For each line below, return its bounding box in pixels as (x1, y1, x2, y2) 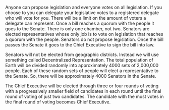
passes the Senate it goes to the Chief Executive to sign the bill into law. (5, 42, 155, 47)
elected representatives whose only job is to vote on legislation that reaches (5, 31, 163, 37)
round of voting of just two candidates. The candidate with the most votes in (5, 93, 164, 99)
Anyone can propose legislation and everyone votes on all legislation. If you (5, 5, 162, 10)
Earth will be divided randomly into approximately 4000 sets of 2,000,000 (5, 63, 159, 68)
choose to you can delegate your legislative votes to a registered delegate (5, 10, 159, 16)
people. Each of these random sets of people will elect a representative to (5, 68, 159, 74)
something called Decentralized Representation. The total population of (5, 57, 154, 63)
